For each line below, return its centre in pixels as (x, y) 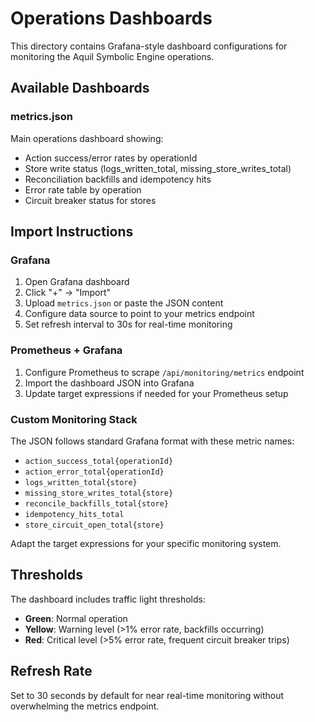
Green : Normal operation (76, 618)
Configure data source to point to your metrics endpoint (139, 314)
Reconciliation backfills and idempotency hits (118, 179)
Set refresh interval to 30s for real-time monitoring (128, 324)
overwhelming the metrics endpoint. (85, 706)
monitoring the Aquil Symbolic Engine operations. (112, 56)
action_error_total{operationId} (94, 472)
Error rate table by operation (83, 189)
